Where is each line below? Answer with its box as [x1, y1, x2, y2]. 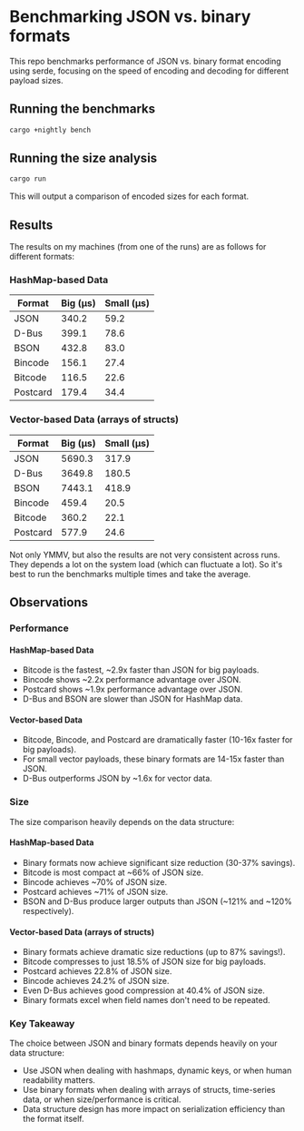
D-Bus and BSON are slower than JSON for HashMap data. [22, 693, 243, 704]
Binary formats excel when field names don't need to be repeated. [22, 995, 270, 1006]
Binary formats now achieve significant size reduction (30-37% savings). [22, 857, 296, 868]
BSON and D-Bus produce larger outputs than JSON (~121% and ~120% [22, 896, 292, 907]
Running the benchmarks [9, 102, 156, 117]
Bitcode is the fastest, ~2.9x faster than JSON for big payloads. [22, 664, 260, 675]
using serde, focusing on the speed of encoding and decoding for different [9, 65, 289, 76]
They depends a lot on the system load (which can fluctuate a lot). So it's [9, 558, 283, 569]
